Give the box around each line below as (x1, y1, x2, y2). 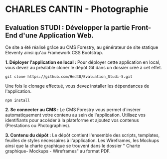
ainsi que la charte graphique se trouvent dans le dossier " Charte (5, 143, 141, 149)
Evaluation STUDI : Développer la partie (5, 23, 131, 32)
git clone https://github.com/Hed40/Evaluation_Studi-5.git (5, 74, 133, 79)
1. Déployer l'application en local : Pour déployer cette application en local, (5, 59, 161, 65)
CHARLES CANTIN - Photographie (5, 3, 149, 15)
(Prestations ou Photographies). (5, 123, 71, 128)
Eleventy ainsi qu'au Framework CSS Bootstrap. (5, 50, 103, 55)
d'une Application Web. (19, 31, 94, 39)
